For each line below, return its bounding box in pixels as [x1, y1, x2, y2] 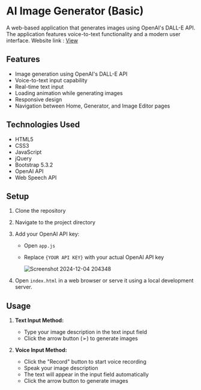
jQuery [14, 154, 32, 162]
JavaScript [14, 148, 42, 156]
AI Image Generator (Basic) [6, 4, 144, 18]
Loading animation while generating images [14, 89, 123, 97]
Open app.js [23, 242, 56, 249]
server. [14, 284, 33, 291]
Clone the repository [14, 207, 66, 215]
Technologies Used [6, 120, 80, 130]
